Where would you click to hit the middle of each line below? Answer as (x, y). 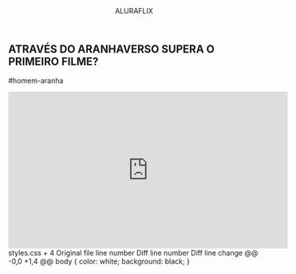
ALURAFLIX (134, 11)
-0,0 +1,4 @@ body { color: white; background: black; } (99, 261)
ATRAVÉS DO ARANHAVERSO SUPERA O (112, 49)
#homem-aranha (36, 80)
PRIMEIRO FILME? (53, 62)
